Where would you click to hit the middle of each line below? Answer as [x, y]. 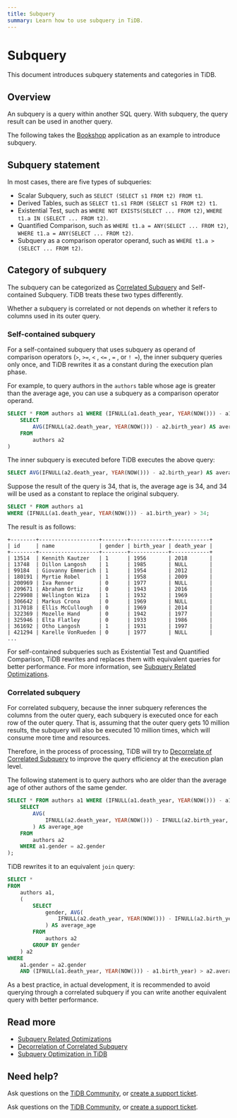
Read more [32, 1022]
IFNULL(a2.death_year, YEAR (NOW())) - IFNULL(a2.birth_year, [137, 820]
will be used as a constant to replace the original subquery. [93, 494]
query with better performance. [53, 1000]
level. [15, 767]
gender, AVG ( [64, 912]
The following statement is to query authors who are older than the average [117, 780]
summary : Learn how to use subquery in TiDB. [75, 20]
